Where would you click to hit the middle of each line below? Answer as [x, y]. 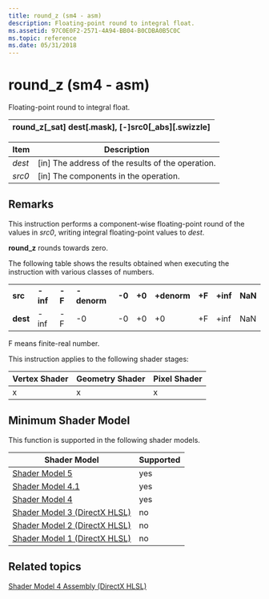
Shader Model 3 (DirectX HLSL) [72, 512]
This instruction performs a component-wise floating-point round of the [126, 223]
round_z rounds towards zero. [58, 247]
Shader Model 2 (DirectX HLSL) [72, 525]
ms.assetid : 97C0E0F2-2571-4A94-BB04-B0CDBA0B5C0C [94, 30]
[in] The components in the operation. [108, 176]
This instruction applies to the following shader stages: [99, 359]
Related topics [45, 567]
